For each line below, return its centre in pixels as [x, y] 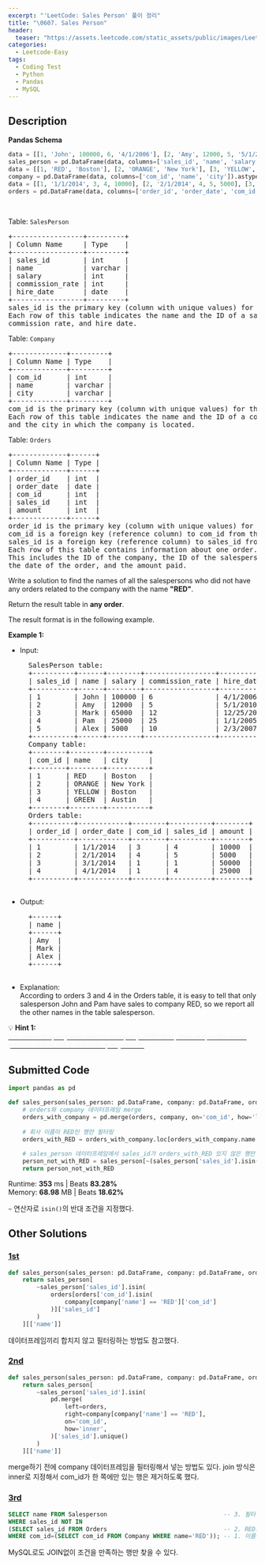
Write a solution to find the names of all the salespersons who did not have [129, 581]
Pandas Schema [35, 140]
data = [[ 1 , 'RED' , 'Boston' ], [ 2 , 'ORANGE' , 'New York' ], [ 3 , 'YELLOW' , [132, 169]
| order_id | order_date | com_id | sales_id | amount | [140, 832]
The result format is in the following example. [82, 620]
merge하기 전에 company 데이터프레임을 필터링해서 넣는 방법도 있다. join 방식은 [132, 1467]
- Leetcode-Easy [42, 52]
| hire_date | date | [69, 292]
